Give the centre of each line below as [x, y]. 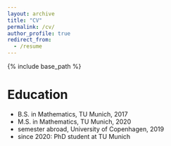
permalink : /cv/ [31, 27]
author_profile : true [39, 33]
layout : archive [31, 14]
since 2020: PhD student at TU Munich [74, 136]
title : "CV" [25, 20]
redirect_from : [30, 40]
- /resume [28, 46]
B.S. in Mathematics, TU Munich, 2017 [72, 114]
